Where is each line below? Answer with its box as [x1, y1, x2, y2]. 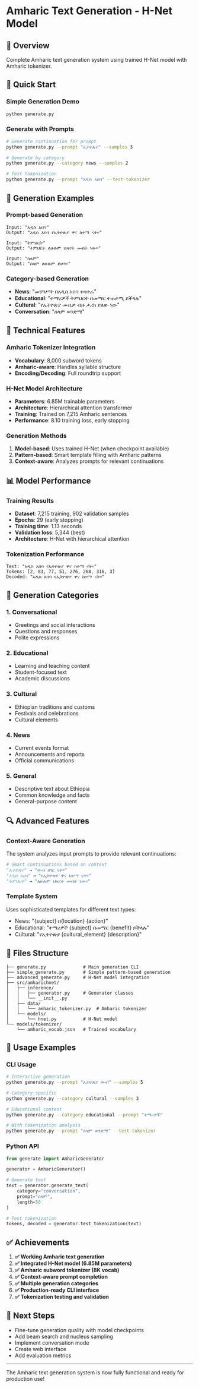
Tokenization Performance [6, 550, 85, 558]
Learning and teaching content [14, 663, 90, 670]
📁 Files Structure [6, 948, 69, 958]
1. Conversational [6, 608, 57, 616]
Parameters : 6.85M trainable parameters [14, 398, 115, 405]
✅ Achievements [6, 1237, 69, 1247]
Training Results [6, 496, 54, 504]
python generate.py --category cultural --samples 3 [6, 1095, 139, 1102]
